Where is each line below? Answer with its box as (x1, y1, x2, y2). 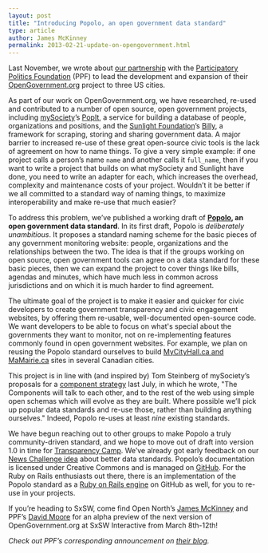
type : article (8, 26, 56, 34)
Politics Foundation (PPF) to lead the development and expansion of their (8, 72, 249, 81)
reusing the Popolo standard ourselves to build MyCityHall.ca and (8, 347, 224, 357)
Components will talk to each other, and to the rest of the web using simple (8, 388, 255, 397)
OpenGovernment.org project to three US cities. (8, 81, 166, 90)
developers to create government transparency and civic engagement (8, 305, 238, 314)
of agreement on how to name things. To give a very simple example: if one (8, 147, 256, 156)
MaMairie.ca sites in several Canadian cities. (8, 356, 155, 365)
